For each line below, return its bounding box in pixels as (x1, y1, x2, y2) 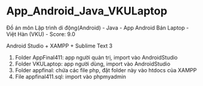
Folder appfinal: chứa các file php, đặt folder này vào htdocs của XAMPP (15, 66, 197, 73)
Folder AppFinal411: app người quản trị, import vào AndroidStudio (15, 54, 178, 61)
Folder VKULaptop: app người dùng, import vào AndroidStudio (15, 60, 171, 67)
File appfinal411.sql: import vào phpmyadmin (15, 73, 126, 80)
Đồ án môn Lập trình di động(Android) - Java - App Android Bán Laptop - (6, 24, 189, 31)
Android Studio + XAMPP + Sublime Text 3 (6, 42, 113, 49)
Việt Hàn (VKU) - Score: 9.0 (6, 30, 76, 37)
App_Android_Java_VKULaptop (6, 4, 168, 18)
